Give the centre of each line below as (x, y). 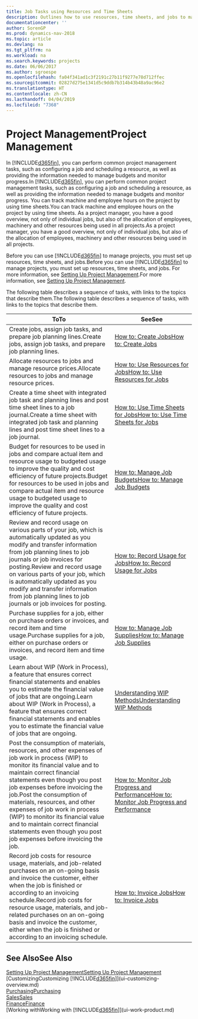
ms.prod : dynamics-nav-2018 (41, 34)
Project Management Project (77, 134)
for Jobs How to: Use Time (151, 415)
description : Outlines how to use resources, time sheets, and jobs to (96, 17)
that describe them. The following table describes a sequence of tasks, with (98, 299)
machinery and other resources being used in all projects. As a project (91, 225)
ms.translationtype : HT (35, 89)
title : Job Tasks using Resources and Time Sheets (70, 12)
